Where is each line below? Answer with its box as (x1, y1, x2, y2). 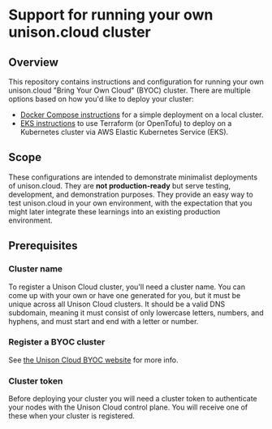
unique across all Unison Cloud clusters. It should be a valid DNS (8, 299, 226, 309)
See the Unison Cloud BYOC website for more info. (8, 355, 179, 365)
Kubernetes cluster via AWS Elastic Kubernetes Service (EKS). (19, 128, 229, 136)
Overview (8, 55, 59, 69)
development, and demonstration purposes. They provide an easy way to (8, 189, 253, 199)
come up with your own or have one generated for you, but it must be (8, 290, 241, 300)
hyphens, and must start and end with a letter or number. (8, 316, 199, 326)
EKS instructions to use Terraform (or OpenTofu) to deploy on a (19, 119, 232, 128)
